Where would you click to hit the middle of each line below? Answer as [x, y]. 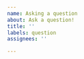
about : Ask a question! [41, 20]
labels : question [32, 33]
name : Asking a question [42, 13]
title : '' [21, 26]
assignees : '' [27, 39]
